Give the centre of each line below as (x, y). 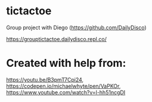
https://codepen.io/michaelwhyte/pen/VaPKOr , (63, 86)
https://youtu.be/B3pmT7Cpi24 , (45, 79)
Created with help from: (66, 63)
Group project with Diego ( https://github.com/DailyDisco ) (77, 27)
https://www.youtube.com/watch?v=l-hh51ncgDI (66, 92)
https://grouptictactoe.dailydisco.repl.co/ (57, 39)
